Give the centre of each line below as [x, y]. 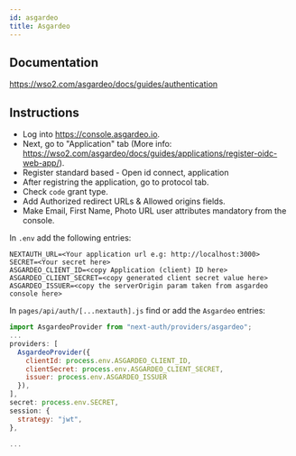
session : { [30, 411]
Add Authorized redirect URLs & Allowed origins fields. [124, 201]
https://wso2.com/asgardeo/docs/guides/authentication [114, 84]
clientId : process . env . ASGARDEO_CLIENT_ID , [109, 360]
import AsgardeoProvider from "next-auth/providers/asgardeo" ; [131, 327]
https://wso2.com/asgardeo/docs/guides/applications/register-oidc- [150, 153]
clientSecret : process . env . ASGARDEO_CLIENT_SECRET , [125, 369]
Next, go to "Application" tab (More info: [97, 144]
